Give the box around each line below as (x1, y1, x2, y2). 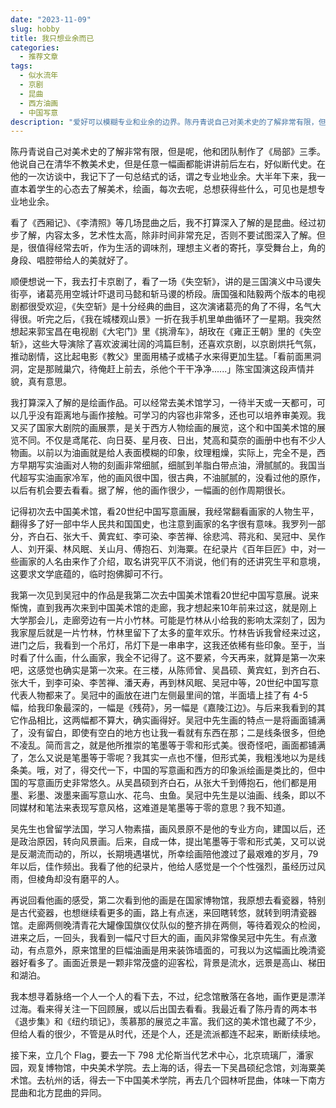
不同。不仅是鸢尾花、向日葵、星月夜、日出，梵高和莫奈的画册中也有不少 (18, 434, 317, 446)
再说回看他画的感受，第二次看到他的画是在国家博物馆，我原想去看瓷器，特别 (10, 894, 326, 906)
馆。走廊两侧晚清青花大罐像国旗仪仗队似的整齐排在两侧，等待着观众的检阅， (10, 919, 326, 931)
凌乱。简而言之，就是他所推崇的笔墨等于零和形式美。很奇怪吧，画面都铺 (18, 739, 317, 751)
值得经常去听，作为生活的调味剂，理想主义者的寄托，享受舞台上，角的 (36, 242, 326, 254)
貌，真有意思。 (10, 376, 72, 388)
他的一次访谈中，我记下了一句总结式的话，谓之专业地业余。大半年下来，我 (10, 171, 317, 183)
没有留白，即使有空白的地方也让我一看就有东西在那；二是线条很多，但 (27, 727, 317, 739)
